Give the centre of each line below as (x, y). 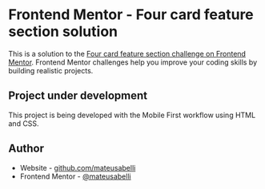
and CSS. (24, 123)
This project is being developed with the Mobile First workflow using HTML (132, 115)
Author (26, 149)
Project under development (78, 96)
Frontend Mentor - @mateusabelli (75, 176)
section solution (63, 31)
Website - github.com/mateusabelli (78, 167)
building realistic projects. (51, 70)
